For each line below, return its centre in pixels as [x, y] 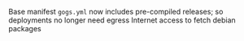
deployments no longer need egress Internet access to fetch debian [122, 20]
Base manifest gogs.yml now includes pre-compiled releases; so [116, 12]
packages [25, 29]
